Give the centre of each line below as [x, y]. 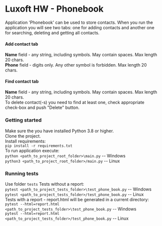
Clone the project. [23, 136]
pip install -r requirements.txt [39, 146]
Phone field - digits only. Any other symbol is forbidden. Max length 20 [76, 65]
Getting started [24, 120]
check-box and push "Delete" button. [42, 107]
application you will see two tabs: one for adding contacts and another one [80, 27]
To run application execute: [32, 150]
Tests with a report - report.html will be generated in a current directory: [77, 199]
